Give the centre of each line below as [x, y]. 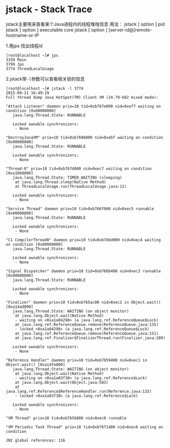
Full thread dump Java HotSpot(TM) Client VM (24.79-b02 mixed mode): [82, 97]
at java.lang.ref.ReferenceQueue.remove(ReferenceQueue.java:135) [87, 324]
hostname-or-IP [22, 35]
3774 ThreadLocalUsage [30, 69]
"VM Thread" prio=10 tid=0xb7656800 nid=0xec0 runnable [66, 418]
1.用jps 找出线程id [24, 46]
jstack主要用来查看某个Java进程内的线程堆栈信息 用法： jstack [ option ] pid [85, 24]
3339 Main [16, 60]
